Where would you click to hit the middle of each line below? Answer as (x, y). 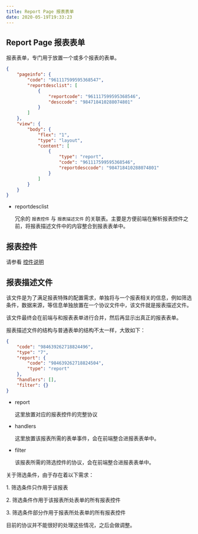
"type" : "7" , (33, 352)
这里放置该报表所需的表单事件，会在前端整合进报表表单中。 (87, 438)
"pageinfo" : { (34, 74)
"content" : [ (53, 146)
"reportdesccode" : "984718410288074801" (109, 168)
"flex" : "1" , (53, 135)
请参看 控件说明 (25, 262)
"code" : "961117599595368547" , (66, 80)
